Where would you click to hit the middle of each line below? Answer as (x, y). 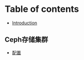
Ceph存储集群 (26, 40)
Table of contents (42, 9)
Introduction (24, 23)
